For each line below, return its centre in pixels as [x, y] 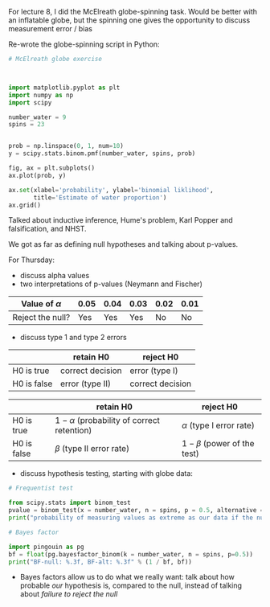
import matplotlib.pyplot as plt [64, 88]
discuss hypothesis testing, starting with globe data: [106, 474]
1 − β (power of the [218, 444]
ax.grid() [25, 205]
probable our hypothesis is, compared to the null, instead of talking [131, 585]
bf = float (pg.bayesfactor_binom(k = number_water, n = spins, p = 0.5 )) [131, 554]
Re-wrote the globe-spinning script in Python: [84, 44]
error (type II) [85, 383]
